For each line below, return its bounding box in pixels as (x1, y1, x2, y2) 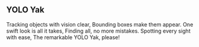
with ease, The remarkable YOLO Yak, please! (6, 33, 120, 41)
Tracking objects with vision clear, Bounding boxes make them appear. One (6, 20, 194, 28)
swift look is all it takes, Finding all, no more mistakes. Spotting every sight (6, 27, 191, 34)
